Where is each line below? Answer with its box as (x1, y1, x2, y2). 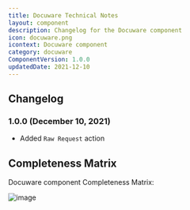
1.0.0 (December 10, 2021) (8, 116, 111, 127)
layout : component (8, 19, 69, 27)
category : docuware (8, 48, 73, 56)
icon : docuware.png (8, 33, 73, 42)
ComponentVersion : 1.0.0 (8, 56, 90, 64)
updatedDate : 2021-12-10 (8, 63, 90, 71)
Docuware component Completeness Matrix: (8, 178, 154, 187)
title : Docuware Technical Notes (8, 11, 119, 20)
